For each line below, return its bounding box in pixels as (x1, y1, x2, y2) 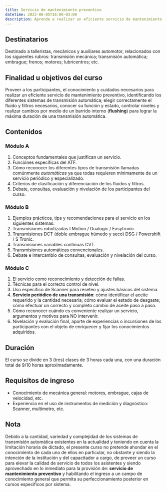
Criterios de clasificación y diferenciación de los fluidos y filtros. (12, 180, 145, 186)
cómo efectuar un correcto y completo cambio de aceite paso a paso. (12, 303, 156, 309)
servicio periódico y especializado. (12, 175, 84, 181)
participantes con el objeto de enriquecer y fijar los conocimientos (12, 324, 149, 330)
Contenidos (5, 128, 42, 136)
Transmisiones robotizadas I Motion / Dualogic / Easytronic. (12, 225, 135, 231)
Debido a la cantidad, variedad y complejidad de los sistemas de (5, 433, 138, 440)
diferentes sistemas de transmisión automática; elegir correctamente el (5, 97, 152, 103)
